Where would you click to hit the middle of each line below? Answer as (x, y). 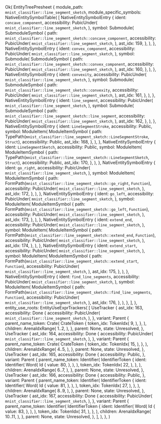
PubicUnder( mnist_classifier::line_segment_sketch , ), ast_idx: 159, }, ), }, (80, 43)
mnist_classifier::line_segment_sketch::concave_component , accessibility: (80, 38)
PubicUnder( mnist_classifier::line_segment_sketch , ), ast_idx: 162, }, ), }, (81, 121)
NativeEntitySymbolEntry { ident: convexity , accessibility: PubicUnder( (76, 74)
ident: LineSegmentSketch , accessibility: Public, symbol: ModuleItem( (74, 147)
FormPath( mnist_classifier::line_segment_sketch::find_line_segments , (79, 292)
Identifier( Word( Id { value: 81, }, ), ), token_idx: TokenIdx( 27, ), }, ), (73, 385)
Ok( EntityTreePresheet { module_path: (44, 7)
